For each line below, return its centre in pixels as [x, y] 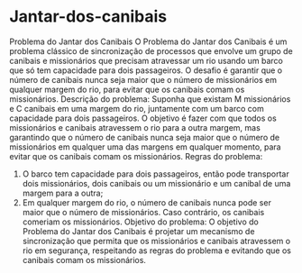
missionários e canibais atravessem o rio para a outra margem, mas [135, 127]
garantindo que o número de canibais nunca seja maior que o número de [145, 137]
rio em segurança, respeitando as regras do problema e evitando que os [156, 250]
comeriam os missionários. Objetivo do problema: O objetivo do [140, 222]
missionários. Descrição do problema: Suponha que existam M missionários [150, 99]
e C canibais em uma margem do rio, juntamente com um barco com [137, 108]
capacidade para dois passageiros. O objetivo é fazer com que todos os [143, 118]
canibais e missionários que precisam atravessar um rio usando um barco [146, 60]
